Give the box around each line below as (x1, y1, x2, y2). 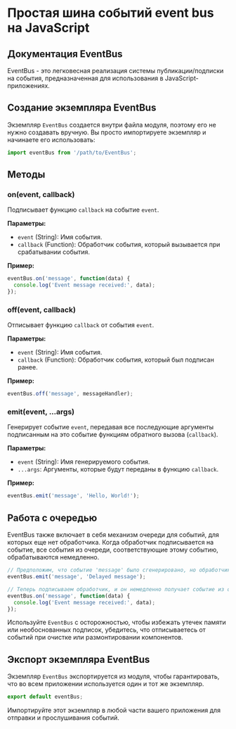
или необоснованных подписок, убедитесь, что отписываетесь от (7, 626, 206, 634)
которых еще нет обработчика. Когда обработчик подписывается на (7, 538, 214, 547)
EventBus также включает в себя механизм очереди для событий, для (7, 531, 220, 539)
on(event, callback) (7, 190, 75, 199)
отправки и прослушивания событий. (7, 714, 119, 722)
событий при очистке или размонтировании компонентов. (7, 633, 184, 642)
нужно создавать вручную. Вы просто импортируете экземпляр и (7, 128, 206, 137)
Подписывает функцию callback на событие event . (7, 205, 159, 214)
